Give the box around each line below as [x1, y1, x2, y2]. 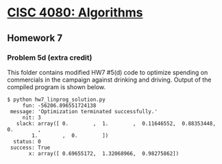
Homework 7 [7, 32, 63, 44]
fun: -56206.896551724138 [22, 102, 97, 109]
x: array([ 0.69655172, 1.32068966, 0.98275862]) [28, 150, 180, 157]
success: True [10, 144, 51, 151]
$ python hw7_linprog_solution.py [7, 96, 106, 103]
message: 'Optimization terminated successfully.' [10, 108, 158, 115]
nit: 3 [22, 114, 41, 121]
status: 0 [13, 138, 41, 145]
